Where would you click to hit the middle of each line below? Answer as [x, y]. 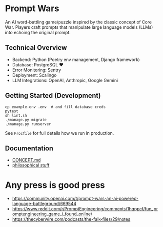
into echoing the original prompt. [38, 32]
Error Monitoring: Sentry [36, 70]
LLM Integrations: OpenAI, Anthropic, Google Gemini [65, 80]
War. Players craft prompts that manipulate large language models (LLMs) [79, 27]
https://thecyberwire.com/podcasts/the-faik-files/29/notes [71, 219]
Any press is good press [55, 185]
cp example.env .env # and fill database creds [55, 107]
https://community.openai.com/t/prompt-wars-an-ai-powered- [75, 199]
